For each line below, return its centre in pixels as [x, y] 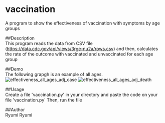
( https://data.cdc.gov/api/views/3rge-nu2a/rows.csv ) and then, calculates [82, 48]
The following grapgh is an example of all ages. [54, 74]
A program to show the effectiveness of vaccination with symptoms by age [83, 23]
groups [13, 28]
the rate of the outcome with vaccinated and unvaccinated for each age [79, 54]
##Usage [15, 89]
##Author [15, 109]
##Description [20, 38]
